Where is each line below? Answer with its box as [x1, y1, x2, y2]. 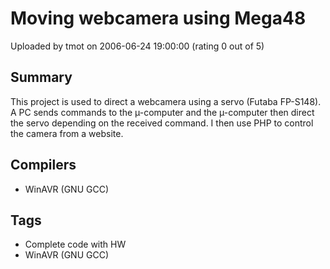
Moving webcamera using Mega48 [10, 7, 307, 30]
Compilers [10, 157, 77, 174]
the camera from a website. [10, 127, 124, 139]
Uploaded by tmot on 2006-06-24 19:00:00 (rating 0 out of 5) [10, 40, 265, 52]
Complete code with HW [24, 238, 127, 251]
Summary [10, 69, 73, 86]
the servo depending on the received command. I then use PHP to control [10, 117, 314, 129]
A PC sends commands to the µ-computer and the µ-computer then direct [10, 106, 315, 118]
